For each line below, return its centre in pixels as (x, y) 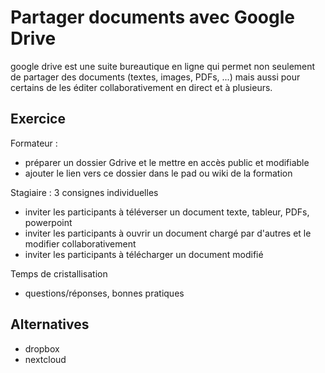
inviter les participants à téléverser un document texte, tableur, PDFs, (167, 212)
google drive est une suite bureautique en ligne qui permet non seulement (163, 66)
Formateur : (34, 143)
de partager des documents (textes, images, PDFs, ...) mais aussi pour (155, 77)
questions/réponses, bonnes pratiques (104, 293)
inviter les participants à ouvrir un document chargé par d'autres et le (168, 233)
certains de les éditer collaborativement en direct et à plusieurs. (141, 87)
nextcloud (45, 359)
